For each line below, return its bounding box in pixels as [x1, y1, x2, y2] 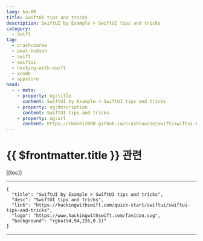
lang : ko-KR [6, 8, 36, 15]
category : [6, 25, 31, 32]
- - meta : [11, 87, 36, 93]
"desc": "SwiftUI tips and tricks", [11, 197, 104, 203]
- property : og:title [17, 93, 71, 99]
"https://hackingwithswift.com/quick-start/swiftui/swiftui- [33, 202, 190, 208]
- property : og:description [17, 104, 88, 110]
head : [6, 82, 20, 88]
